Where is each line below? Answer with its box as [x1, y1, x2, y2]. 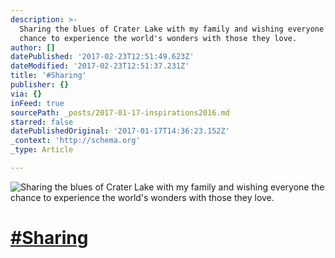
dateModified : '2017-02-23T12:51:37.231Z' [10, 61, 190, 71]
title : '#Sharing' [10, 71, 87, 81]
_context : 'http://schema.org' [10, 136, 141, 146]
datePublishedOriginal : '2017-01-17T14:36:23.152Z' [10, 126, 230, 136]
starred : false [10, 117, 74, 127]
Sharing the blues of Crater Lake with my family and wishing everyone [19, 24, 325, 34]
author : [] [10, 42, 56, 53]
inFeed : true [10, 98, 65, 108]
